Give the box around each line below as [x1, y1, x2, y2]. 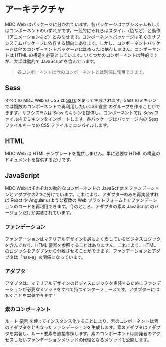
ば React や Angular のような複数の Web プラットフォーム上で [5, 198, 131, 203]
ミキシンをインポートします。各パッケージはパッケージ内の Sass [26, 116, 159, 122]
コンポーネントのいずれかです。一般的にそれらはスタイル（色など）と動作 [9, 27, 161, 33]
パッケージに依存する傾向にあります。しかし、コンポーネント [22, 40, 147, 46]
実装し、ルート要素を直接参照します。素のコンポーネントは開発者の [13, 331, 152, 337]
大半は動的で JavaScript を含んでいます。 [13, 58, 98, 64]
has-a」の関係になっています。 [22, 254, 85, 260]
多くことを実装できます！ [5, 292, 57, 298]
